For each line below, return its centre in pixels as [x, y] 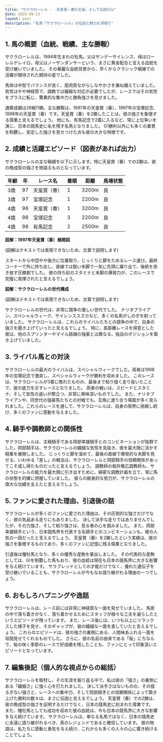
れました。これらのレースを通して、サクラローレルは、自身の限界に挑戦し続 [81, 406]
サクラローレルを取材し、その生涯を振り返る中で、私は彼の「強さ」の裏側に [81, 680]
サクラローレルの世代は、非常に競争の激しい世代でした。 [62, 309]
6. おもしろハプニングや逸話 [47, 595]
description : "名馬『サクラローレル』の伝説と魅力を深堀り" [59, 23]
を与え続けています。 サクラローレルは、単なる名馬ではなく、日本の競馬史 [80, 716]
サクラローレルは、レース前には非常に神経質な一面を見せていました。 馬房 [80, 608]
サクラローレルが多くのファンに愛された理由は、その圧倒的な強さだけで [77, 513]
